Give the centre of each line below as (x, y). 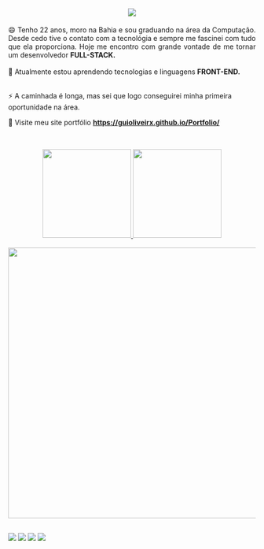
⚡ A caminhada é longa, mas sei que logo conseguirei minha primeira (120, 95)
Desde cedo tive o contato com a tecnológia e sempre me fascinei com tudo (132, 38)
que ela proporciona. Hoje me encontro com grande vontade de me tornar (132, 46)
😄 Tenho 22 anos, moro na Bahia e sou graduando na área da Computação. (132, 30)
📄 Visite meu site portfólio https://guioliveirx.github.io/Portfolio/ (114, 122)
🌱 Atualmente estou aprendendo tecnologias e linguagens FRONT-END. (125, 72)
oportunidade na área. (44, 107)
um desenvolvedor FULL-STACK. (62, 54)
